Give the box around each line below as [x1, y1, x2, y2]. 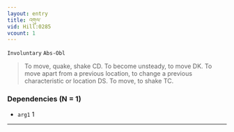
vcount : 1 [7, 29, 36, 37]
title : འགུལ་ [7, 17, 41, 24]
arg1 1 [17, 110, 35, 118]
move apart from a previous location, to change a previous [24, 69, 193, 78]
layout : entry [7, 10, 49, 17]
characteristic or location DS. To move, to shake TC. [24, 77, 174, 85]
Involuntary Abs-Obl [7, 50, 65, 57]
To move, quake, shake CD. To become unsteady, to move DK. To [24, 62, 212, 70]
